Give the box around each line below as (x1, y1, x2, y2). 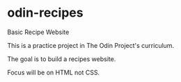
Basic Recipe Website (7, 28, 70, 36)
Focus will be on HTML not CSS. (7, 68, 100, 76)
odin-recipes (7, 5, 84, 21)
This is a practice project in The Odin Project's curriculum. (7, 41, 175, 49)
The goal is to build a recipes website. (7, 54, 116, 63)
